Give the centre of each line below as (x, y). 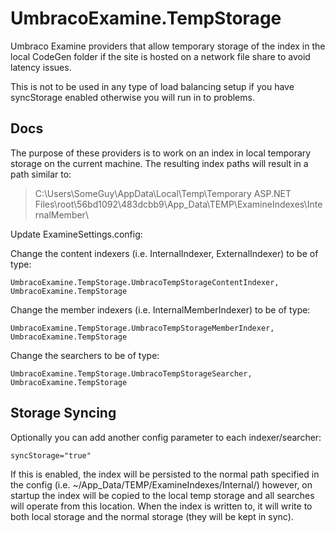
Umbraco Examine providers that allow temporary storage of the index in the (168, 46)
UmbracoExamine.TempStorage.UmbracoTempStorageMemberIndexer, (142, 328)
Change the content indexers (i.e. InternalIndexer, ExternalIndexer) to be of (164, 253)
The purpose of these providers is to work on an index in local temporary (161, 153)
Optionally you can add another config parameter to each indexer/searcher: (166, 437)
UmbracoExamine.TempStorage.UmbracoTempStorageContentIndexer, (145, 282)
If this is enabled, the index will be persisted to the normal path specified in (165, 474)
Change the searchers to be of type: (85, 355)
